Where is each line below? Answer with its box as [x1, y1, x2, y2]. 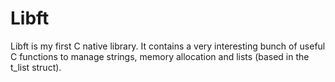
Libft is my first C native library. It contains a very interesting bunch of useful [10, 40, 326, 52]
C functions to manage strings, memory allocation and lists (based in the [10, 50, 310, 62]
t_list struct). [10, 61, 62, 73]
